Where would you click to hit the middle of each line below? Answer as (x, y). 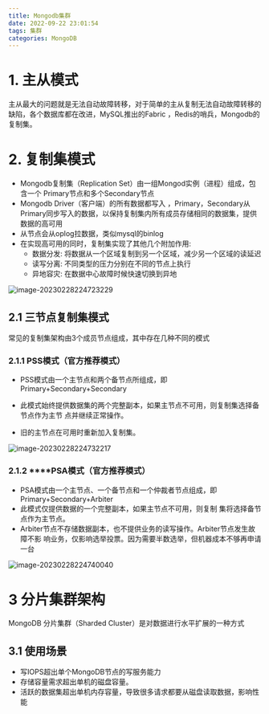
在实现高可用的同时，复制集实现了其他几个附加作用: (105, 244)
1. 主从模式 (43, 80)
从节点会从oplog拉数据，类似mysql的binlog (92, 234)
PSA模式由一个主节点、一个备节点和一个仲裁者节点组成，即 (118, 490)
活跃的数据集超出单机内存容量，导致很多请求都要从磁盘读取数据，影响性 (139, 692)
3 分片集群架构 (57, 600)
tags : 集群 (25, 31)
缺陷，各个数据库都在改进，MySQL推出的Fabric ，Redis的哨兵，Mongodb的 (134, 114)
